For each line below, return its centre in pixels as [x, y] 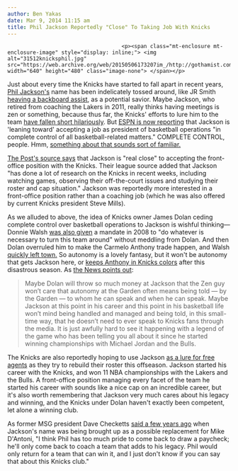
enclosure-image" [33, 53]
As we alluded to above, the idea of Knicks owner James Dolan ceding [110, 217]
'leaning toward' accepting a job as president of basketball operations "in [114, 130]
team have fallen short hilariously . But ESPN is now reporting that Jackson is [119, 122]
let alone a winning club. [43, 410]
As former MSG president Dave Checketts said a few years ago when [108, 424]
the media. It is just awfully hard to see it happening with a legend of [124, 329]
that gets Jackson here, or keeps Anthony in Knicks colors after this [106, 262]
